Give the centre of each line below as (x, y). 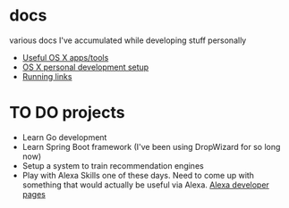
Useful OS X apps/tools (65, 57)
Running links (47, 76)
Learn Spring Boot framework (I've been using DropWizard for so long (151, 146)
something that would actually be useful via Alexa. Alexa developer (146, 185)
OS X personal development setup (85, 67)
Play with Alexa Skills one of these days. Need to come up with (138, 175)
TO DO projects (67, 113)
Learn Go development (64, 137)
